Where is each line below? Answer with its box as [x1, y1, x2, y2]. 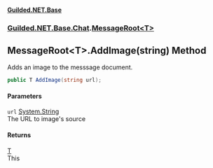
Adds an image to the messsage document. [7, 63, 133, 71]
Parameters [7, 92, 42, 100]
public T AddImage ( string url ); [7, 77, 102, 84]
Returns [7, 131, 32, 139]
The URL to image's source [7, 115, 86, 123]
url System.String [7, 107, 60, 115]
